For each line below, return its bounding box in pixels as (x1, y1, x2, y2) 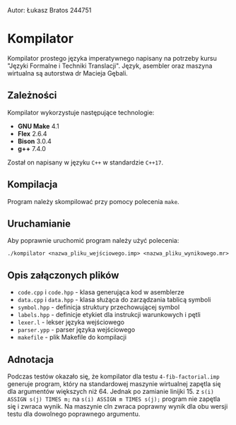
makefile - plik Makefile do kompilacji (17, 333, 127, 342)
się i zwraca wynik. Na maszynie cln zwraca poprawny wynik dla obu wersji (7, 402, 228, 410)
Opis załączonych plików (7, 269, 119, 281)
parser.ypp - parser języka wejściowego (17, 325, 136, 334)
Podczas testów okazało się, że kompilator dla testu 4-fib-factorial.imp (7, 372, 220, 381)
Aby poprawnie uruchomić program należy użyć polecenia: (7, 237, 179, 245)
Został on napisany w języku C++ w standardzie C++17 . (7, 158, 164, 167)
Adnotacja (7, 353, 54, 366)
